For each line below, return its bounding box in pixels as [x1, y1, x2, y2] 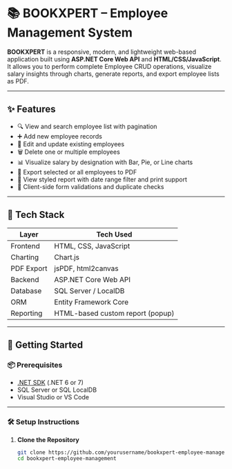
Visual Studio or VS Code [17, 393, 90, 401]
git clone [17, 449, 46, 456]
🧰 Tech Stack [7, 209, 65, 221]
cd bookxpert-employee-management [17, 455, 117, 462]
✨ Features [7, 103, 56, 115]
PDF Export [10, 263, 48, 273]
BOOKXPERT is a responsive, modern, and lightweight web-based [7, 48, 197, 56]
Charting [10, 252, 39, 262]
